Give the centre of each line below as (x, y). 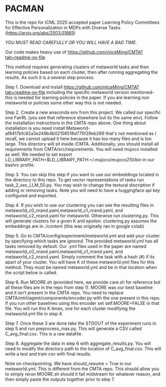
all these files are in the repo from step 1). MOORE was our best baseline (79, 287)
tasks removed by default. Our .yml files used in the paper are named (76, 246)
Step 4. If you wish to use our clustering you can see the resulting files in (80, 205)
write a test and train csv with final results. (48, 354)
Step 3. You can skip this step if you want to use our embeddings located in (82, 174)
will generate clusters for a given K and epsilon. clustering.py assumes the (81, 221)
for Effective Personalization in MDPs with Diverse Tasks (63, 27)
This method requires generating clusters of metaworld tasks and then (77, 67)
